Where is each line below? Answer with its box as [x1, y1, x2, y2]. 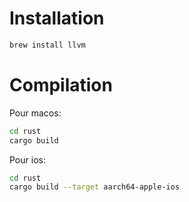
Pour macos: [9, 107, 62, 119]
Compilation [9, 74, 113, 96]
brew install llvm [9, 40, 86, 50]
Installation [9, 7, 105, 30]
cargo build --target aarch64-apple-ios [9, 182, 181, 192]
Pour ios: [9, 153, 46, 166]
